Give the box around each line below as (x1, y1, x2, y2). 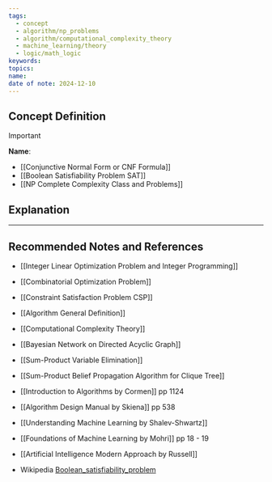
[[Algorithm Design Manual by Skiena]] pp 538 (19, 402, 176, 412)
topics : (8, 65, 35, 73)
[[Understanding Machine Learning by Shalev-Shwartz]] (19, 417, 208, 427)
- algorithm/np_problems (15, 27, 100, 35)
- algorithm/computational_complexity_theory (15, 34, 172, 43)
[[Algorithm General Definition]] (19, 308, 125, 318)
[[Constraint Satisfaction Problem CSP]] (19, 292, 153, 302)
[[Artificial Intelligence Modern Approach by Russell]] (19, 449, 198, 459)
